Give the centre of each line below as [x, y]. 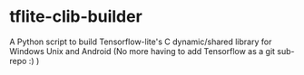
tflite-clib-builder [76, 17]
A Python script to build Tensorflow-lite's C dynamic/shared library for [141, 42]
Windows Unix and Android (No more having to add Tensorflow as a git [142, 51]
